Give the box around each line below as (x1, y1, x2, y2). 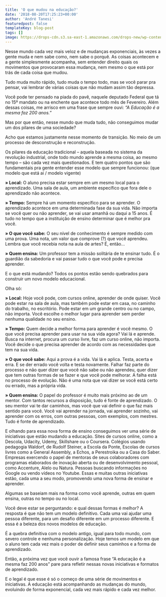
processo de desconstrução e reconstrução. (5, 139, 96, 145)
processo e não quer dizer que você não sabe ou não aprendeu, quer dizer (5, 367, 158, 373)
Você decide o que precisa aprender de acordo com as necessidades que (5, 341, 156, 347)
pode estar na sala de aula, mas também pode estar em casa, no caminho (5, 300, 156, 306)
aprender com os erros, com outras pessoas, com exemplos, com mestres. (5, 413, 158, 419)
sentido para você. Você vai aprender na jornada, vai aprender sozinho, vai (5, 408, 158, 414)
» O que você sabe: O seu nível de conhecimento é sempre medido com (5, 230, 153, 236)
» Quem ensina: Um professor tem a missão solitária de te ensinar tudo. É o (5, 250, 160, 256)
